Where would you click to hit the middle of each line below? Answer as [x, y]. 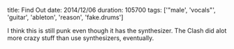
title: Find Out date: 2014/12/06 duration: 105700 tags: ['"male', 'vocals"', [111, 10]
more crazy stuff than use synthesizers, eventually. [81, 38]
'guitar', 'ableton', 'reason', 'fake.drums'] [65, 17]
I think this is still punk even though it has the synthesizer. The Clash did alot [117, 31]
